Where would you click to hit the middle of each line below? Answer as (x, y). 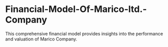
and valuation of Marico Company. (41, 39)
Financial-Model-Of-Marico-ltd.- (76, 9)
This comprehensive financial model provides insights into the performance (84, 33)
